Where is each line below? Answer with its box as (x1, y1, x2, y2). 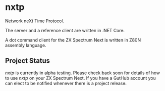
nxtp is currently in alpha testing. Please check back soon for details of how (5, 70, 160, 76)
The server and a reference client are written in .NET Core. (5, 27, 125, 33)
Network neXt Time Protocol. (5, 18, 64, 24)
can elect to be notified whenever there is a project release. (5, 80, 127, 86)
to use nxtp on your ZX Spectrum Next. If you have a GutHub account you (5, 75, 156, 81)
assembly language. (5, 42, 46, 48)
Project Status (5, 56, 51, 65)
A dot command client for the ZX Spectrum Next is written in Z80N (5, 37, 141, 43)
